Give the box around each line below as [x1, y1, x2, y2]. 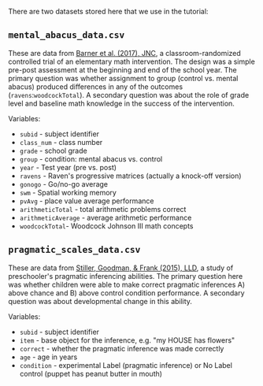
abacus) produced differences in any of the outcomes [8, 82, 183, 91]
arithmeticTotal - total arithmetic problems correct [19, 204, 187, 213]
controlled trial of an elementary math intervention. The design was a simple [8, 57, 256, 66]
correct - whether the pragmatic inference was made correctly [19, 343, 224, 353]
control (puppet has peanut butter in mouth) [19, 369, 163, 378]
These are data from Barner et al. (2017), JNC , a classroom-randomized [8, 48, 242, 58]
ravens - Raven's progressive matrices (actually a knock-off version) [19, 171, 242, 180]
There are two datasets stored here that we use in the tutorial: [8, 7, 209, 16]
